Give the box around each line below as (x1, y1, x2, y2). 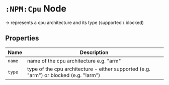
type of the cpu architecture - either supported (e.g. (27, 65, 151, 72)
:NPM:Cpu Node (5, 3, 67, 14)
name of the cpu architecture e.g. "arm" (27, 57, 121, 64)
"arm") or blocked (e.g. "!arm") (27, 71, 101, 78)
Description (79, 48, 109, 55)
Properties (5, 34, 39, 42)
